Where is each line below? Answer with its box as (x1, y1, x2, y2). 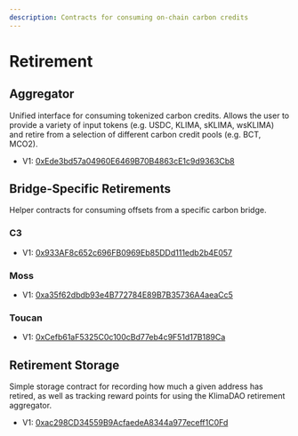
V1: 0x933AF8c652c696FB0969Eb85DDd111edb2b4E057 (21, 247, 233, 258)
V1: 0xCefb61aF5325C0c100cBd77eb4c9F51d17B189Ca (21, 332, 226, 343)
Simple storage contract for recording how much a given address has (9, 381, 264, 392)
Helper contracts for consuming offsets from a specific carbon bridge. (9, 205, 267, 216)
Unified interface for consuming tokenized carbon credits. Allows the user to (9, 110, 290, 121)
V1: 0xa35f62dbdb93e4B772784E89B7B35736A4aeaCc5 (21, 289, 234, 300)
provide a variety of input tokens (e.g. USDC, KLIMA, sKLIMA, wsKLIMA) (9, 119, 275, 130)
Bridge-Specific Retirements (9, 181, 172, 196)
